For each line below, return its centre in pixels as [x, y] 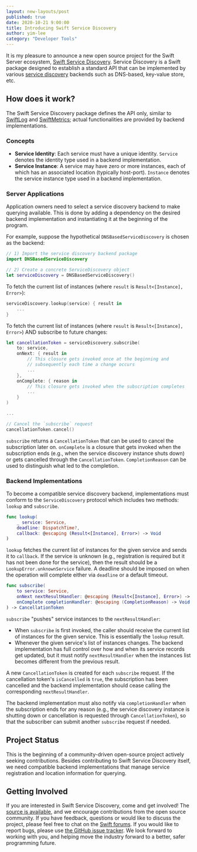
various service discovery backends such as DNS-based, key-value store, [96, 74]
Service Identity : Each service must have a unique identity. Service [96, 154]
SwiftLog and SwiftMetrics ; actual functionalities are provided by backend [95, 119]
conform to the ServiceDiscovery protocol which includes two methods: [93, 499]
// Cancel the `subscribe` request [50, 424]
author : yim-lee [26, 33]
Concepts [21, 140]
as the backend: [26, 243]
